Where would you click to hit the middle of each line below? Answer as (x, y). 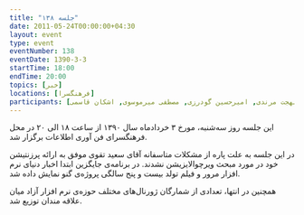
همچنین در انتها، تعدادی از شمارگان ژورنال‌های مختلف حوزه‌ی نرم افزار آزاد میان (143, 192)
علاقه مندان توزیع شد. (46, 201)
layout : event (36, 34)
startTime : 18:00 (42, 69)
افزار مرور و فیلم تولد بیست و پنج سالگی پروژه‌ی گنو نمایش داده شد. (125, 173)
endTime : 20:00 (38, 77)
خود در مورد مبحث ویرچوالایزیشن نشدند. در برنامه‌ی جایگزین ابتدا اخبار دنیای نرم (144, 164)
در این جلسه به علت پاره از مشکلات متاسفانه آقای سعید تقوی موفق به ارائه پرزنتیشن (152, 154)
